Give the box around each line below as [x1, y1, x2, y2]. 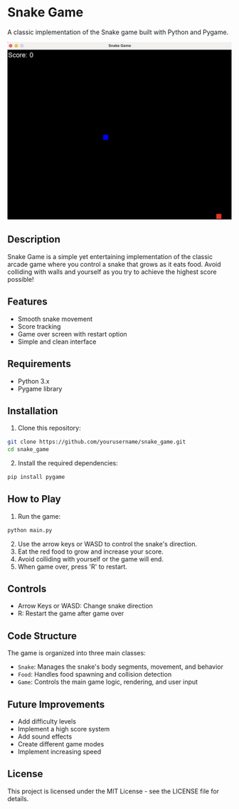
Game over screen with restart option [17, 329, 127, 338]
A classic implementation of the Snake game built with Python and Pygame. [7, 28, 229, 36]
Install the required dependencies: [17, 459, 119, 467]
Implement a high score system [17, 725, 110, 734]
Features [7, 296, 48, 308]
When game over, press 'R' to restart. [17, 562, 128, 571]
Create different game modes [17, 740, 105, 749]
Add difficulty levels [17, 717, 77, 726]
